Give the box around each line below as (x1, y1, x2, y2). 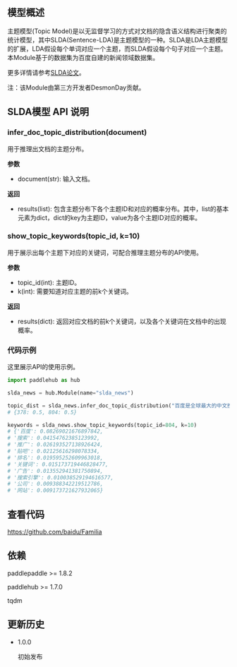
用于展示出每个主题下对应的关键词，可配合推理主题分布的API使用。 (7, 248, 203, 256)
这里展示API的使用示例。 (7, 363, 80, 371)
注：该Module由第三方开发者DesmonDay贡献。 (7, 83, 145, 92)
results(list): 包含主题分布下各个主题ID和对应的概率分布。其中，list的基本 (17, 204, 229, 213)
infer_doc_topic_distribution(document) (7, 128, 147, 138)
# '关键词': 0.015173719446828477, (7, 461, 109, 468)
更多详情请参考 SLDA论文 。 (7, 68, 86, 76)
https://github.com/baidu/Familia (7, 528, 102, 536)
